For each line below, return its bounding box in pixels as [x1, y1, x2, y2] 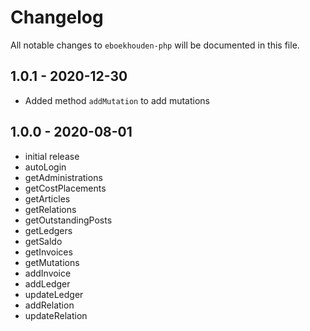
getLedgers [24, 224, 73, 236]
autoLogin [24, 161, 67, 173]
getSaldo [24, 235, 63, 247]
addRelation [24, 299, 75, 311]
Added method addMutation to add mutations [24, 94, 210, 106]
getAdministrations [24, 171, 103, 183]
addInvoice [24, 267, 72, 279]
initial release [24, 150, 80, 162]
